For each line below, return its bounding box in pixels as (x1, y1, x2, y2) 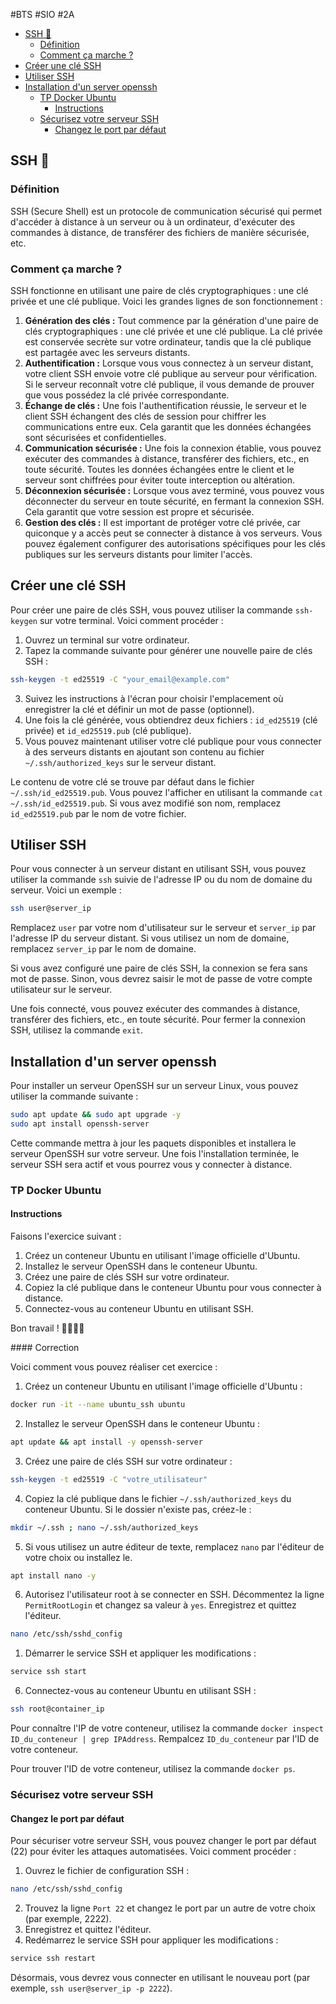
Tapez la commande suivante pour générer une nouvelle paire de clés (24, 644, 313, 656)
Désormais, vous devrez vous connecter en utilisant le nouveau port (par (10, 1971, 311, 1983)
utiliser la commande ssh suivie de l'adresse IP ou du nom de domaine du (10, 874, 313, 886)
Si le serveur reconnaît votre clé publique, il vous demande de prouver (24, 378, 315, 390)
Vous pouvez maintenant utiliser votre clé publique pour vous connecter (24, 735, 322, 747)
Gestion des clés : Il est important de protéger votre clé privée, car (24, 516, 302, 528)
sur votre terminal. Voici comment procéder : (39, 614, 224, 626)
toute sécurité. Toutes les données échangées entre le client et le (24, 463, 295, 475)
